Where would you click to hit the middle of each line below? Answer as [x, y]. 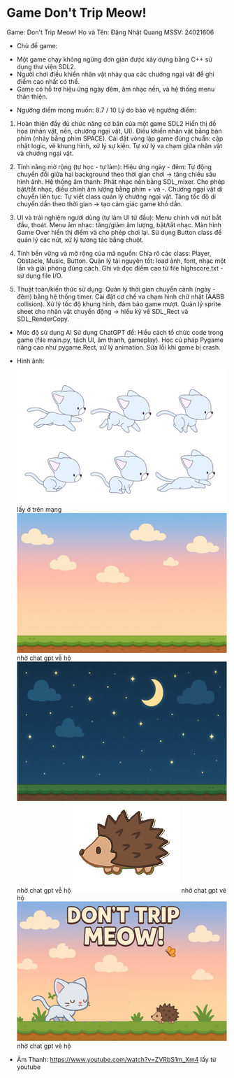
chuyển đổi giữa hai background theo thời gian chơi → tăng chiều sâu [116, 174]
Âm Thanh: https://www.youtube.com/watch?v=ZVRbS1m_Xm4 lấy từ [116, 1060]
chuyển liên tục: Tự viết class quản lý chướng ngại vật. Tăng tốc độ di [116, 196]
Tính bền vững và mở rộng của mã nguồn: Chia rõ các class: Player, [114, 253]
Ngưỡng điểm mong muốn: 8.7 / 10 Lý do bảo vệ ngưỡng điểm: [107, 110]
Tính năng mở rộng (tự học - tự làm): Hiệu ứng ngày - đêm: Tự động [114, 166]
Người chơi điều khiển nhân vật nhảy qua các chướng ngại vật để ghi [115, 74]
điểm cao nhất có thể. [48, 81]
